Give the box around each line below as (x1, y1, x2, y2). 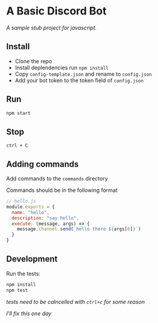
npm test (6, 287, 28, 293)
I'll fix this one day (6, 310, 52, 317)
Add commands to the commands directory (6, 175, 108, 182)
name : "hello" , (11, 209, 50, 215)
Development (6, 254, 58, 264)
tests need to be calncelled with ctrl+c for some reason (6, 298, 145, 305)
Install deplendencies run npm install (14, 64, 109, 71)
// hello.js (6, 198, 36, 205)
